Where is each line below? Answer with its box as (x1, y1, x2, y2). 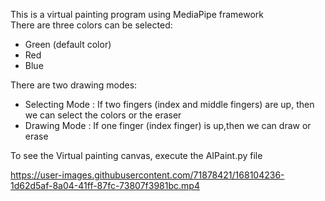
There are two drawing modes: (10, 79, 138, 91)
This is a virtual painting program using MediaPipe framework (10, 9, 265, 20)
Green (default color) (24, 39, 112, 50)
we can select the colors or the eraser (24, 109, 182, 121)
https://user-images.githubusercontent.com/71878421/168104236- (10, 169, 285, 181)
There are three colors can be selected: (10, 19, 173, 31)
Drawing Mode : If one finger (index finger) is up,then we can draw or (24, 120, 312, 131)
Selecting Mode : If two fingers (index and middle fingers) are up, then (24, 99, 315, 110)
